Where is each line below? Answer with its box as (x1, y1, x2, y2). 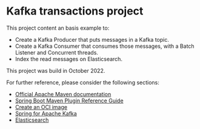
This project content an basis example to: (6, 24, 110, 31)
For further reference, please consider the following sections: (6, 79, 159, 86)
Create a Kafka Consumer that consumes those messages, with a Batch (15, 42, 195, 50)
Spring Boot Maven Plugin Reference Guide (15, 97, 124, 104)
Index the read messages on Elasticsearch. (15, 55, 123, 62)
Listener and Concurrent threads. (15, 48, 99, 56)
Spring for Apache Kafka (15, 110, 77, 117)
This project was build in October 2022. (6, 67, 105, 74)
